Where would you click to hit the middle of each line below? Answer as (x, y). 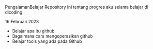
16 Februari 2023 (22, 22)
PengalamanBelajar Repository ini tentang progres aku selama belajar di (77, 7)
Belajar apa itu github (33, 31)
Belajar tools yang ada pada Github (47, 41)
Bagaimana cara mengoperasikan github (52, 36)
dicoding (14, 12)
